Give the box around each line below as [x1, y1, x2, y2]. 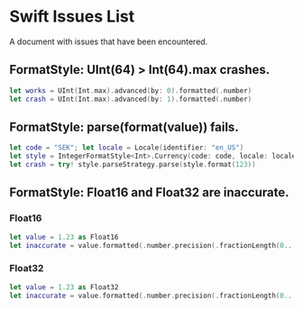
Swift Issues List [9, 6, 135, 27]
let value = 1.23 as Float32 [9, 282, 119, 292]
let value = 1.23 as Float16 [9, 232, 119, 241]
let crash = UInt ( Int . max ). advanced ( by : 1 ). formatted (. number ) [9, 95, 252, 104]
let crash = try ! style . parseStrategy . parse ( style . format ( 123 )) [9, 160, 256, 169]
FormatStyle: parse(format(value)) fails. [9, 119, 239, 134]
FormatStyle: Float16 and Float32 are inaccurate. [9, 185, 289, 200]
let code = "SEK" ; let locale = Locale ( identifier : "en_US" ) [9, 143, 244, 152]
